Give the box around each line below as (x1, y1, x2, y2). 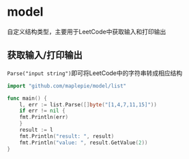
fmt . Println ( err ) (19, 114, 69, 121)
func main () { (7, 95, 48, 102)
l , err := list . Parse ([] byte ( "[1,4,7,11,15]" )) (19, 101, 157, 108)
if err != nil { (19, 107, 66, 115)
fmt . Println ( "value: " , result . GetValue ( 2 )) (19, 139, 148, 146)
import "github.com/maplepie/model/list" (7, 83, 127, 89)
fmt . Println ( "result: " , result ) (19, 132, 115, 140)
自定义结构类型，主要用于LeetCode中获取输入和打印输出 (7, 27, 166, 35)
